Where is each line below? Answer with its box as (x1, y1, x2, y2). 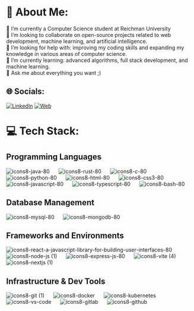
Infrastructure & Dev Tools (6, 276, 106, 286)
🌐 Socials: (6, 86, 45, 97)
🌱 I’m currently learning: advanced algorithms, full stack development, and (6, 56, 188, 64)
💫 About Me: (6, 5, 69, 19)
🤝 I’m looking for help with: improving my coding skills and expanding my (6, 44, 185, 51)
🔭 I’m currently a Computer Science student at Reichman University (6, 25, 171, 32)
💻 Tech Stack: (6, 124, 79, 137)
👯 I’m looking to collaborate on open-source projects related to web (6, 31, 171, 38)
